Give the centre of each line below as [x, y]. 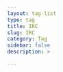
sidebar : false [29, 45]
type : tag [21, 20]
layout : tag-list [32, 13]
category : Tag [27, 39]
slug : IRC [21, 33]
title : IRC [23, 26]
